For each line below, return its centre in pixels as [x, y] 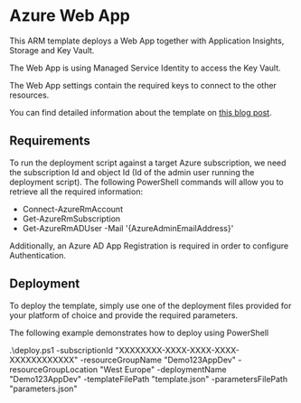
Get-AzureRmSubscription [71, 219]
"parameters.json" [43, 389]
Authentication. [38, 255]
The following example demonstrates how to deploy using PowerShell [139, 333]
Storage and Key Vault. [52, 50]
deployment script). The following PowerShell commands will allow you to [146, 182]
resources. [29, 95]
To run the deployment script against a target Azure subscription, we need [148, 163]
